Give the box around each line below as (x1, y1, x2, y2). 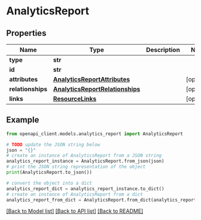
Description (145, 46, 181, 54)
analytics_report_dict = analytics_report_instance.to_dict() (6, 185, 165, 192)
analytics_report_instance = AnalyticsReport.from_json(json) (6, 158, 165, 164)
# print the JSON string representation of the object (6, 164, 146, 170)
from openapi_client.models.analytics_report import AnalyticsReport (6, 130, 184, 137)
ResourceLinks (53, 94, 97, 103)
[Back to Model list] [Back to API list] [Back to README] (6, 207, 144, 215)
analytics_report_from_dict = (6, 197, 82, 203)
